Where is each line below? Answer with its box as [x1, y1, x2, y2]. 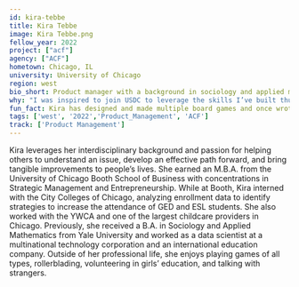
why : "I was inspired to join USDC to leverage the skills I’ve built [9, 95, 277, 105]
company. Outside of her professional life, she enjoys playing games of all [9, 249, 280, 259]
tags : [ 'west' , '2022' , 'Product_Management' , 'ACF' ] [9, 112, 209, 121]
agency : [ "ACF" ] [9, 54, 69, 63]
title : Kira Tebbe [9, 21, 77, 30]
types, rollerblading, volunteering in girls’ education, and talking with [9, 259, 261, 268]
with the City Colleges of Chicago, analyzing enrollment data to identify [9, 192, 271, 203]
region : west [9, 79, 58, 88]
